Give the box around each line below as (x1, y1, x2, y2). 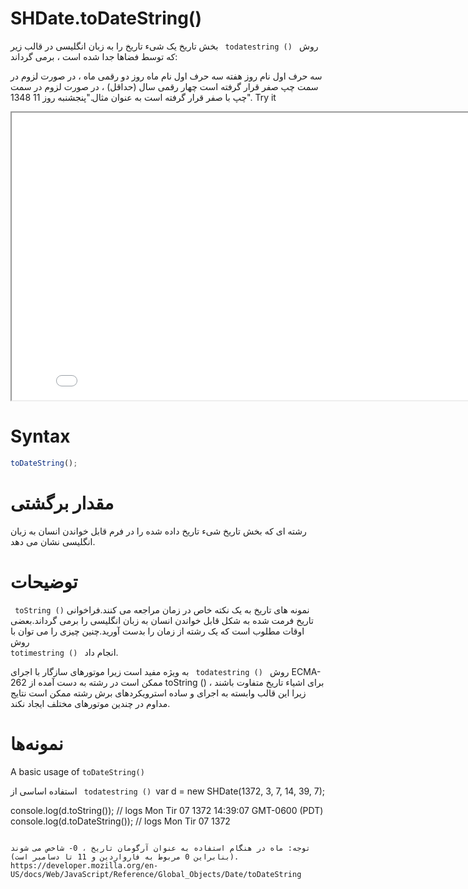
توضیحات (10, 570, 78, 593)
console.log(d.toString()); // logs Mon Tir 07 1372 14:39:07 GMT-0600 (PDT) (10, 804, 324, 816)
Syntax (10, 425, 71, 448)
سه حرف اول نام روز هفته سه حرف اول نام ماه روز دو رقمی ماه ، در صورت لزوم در (10, 70, 323, 82)
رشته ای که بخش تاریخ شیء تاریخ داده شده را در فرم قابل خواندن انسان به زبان (10, 525, 307, 537)
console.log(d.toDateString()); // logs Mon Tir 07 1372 (10, 815, 231, 827)
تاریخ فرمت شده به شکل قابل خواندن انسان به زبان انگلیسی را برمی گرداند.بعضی (10, 614, 315, 626)
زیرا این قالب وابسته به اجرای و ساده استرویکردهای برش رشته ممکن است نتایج (10, 687, 307, 699)
